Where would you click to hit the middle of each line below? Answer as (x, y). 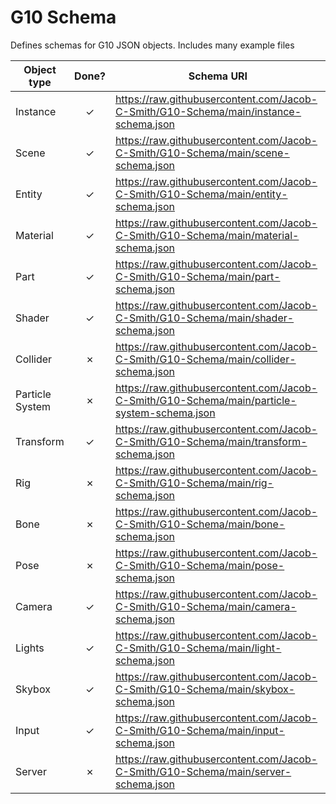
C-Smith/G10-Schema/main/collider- (205, 359)
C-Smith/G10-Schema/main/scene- (202, 153)
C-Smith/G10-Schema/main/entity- (201, 194)
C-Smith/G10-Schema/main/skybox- (205, 689)
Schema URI (218, 76)
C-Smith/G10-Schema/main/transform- (211, 441)
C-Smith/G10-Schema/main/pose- (199, 565)
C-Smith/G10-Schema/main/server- (203, 771)
